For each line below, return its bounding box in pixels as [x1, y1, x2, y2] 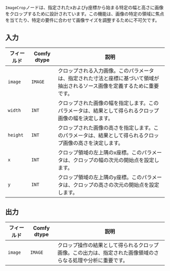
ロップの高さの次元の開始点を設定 [78, 181, 159, 188]
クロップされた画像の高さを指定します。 [58, 124, 154, 131]
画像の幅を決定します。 [58, 115, 113, 122]
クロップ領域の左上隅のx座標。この [58, 149, 142, 156]
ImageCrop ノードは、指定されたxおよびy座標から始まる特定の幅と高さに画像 [5, 5, 163, 10]
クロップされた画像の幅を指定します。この [58, 99, 159, 107]
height [8, 132, 24, 138]
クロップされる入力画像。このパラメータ [58, 67, 154, 74]
